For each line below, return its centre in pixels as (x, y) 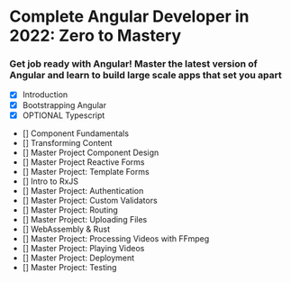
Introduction (45, 95)
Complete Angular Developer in (129, 17)
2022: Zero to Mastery (95, 36)
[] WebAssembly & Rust (66, 229)
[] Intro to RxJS (50, 181)
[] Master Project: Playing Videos (83, 248)
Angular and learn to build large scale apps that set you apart (145, 76)
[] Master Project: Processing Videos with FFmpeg (116, 238)
